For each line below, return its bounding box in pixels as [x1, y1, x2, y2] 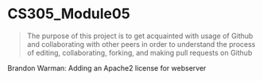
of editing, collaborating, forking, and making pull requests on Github [26, 48, 253, 57]
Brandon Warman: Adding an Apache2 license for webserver [7, 63, 207, 72]
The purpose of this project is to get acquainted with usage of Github [26, 31, 253, 40]
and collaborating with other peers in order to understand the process [26, 39, 256, 48]
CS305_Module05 [7, 5, 130, 23]
